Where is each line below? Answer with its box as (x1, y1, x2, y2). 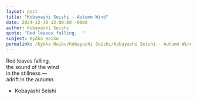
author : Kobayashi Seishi (6, 25, 69, 31)
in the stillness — (6, 70, 47, 77)
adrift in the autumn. (6, 75, 55, 82)
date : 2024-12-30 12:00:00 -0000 (6, 19, 88, 25)
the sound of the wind (6, 63, 59, 70)
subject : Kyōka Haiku (6, 36, 59, 42)
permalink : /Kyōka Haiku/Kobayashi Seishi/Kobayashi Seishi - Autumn (6, 42, 180, 47)
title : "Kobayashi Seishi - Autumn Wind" (6, 14, 109, 20)
